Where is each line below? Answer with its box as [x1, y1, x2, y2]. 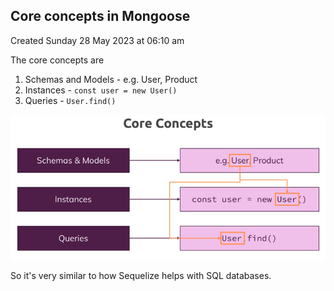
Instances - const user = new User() [24, 84, 178, 96]
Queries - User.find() [24, 94, 117, 106]
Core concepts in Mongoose [10, 8, 191, 25]
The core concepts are [10, 54, 105, 66]
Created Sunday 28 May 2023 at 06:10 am [10, 34, 185, 46]
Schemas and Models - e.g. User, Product [24, 73, 198, 85]
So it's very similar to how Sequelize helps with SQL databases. [10, 270, 272, 282]
